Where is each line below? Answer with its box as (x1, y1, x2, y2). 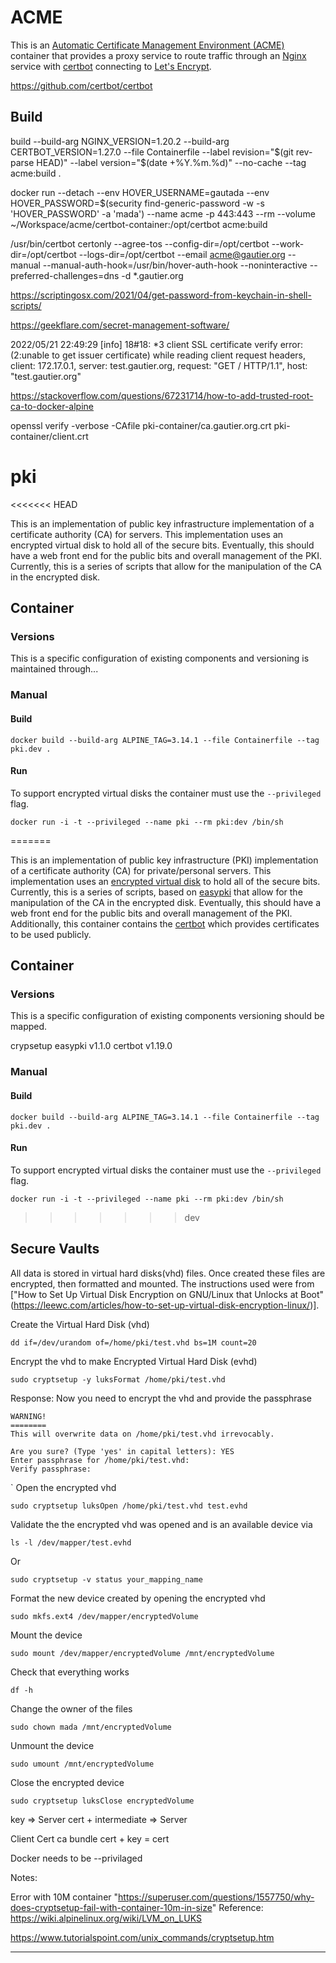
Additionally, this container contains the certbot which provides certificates (10, 917, 320, 930)
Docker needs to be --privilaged (10, 1852, 143, 1864)
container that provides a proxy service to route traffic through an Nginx (10, 49, 307, 61)
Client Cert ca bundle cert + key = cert (10, 1832, 170, 1845)
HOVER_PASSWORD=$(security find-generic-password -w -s (10, 197, 265, 209)
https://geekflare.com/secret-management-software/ (10, 319, 230, 331)
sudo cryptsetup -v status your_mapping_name (10, 1574, 203, 1585)
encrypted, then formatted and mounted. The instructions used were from (10, 1277, 315, 1290)
